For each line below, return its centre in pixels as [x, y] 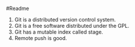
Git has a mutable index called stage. [59, 32]
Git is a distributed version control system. [65, 19]
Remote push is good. [41, 38]
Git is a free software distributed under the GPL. [72, 26]
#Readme [17, 8]
